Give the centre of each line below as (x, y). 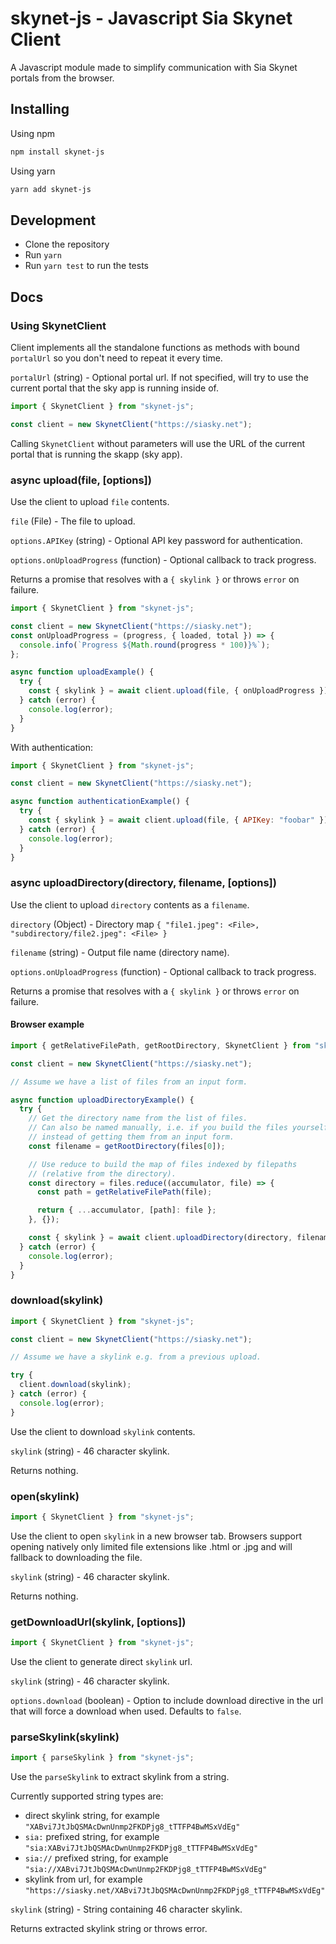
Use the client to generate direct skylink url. (101, 1662)
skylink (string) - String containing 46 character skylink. (126, 1909)
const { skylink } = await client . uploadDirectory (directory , (160, 1238)
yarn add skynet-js (51, 189)
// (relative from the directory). (102, 1173)
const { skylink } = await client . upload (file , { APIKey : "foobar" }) (178, 820)
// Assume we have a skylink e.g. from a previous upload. (136, 1357)
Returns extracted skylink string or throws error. (109, 1929)
